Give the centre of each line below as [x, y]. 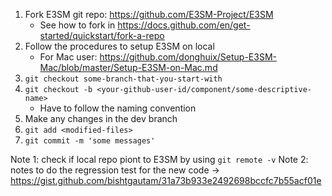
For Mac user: [68, 57]
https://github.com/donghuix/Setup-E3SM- [188, 57]
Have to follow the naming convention [118, 108]
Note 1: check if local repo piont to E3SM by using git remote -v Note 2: [159, 159]
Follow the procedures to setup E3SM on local [119, 46]
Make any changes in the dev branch [101, 118]
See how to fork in [77, 25]
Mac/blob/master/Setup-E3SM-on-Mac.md [128, 67]
